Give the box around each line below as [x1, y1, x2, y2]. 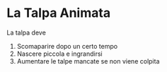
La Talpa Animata [6, 5, 111, 21]
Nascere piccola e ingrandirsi [16, 49, 103, 58]
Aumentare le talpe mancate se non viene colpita [16, 56, 160, 65]
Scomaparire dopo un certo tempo [16, 42, 118, 50]
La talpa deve [6, 28, 47, 37]
